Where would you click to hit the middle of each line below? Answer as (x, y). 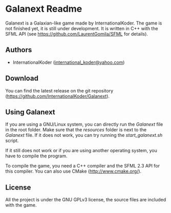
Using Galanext (30, 112)
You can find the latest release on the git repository (59, 90)
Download (22, 78)
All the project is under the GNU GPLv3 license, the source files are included (86, 200)
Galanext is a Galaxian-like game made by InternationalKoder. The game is (84, 23)
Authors (19, 50)
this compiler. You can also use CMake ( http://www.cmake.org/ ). (73, 171)
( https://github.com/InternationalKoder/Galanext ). (58, 96)
